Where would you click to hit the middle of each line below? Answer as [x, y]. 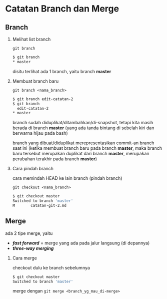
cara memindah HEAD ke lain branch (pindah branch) [67, 178]
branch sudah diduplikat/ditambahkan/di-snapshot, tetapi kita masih [83, 123]
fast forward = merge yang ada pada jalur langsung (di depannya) [81, 243]
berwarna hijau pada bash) [40, 133]
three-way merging [33, 248]
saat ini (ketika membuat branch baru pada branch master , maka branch [87, 148]
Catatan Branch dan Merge [62, 9]
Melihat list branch [31, 39]
